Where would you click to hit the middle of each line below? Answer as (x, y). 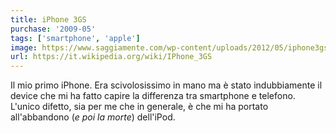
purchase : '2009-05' (53, 29)
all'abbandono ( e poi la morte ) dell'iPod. (93, 117)
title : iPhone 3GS (48, 19)
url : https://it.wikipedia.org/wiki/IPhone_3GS (111, 57)
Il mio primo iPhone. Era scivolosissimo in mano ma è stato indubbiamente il (166, 85)
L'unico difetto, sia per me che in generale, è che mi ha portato (139, 107)
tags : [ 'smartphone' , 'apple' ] (75, 38)
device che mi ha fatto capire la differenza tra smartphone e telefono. (153, 96)
